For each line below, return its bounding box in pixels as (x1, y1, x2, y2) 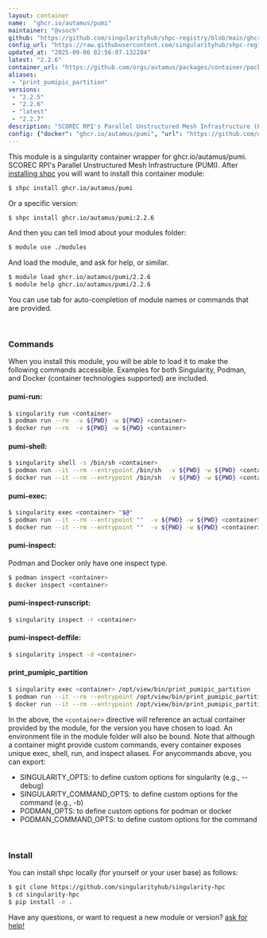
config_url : (8, 41, 48, 49)
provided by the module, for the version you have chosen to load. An (8, 723, 233, 732)
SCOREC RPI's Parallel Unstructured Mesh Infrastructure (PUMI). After (8, 160, 238, 169)
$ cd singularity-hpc (8, 890, 80, 898)
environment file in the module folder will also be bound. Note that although (8, 731, 256, 741)
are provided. (8, 304, 52, 312)
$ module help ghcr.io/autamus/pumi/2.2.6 (8, 281, 151, 289)
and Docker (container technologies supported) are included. (8, 374, 209, 383)
